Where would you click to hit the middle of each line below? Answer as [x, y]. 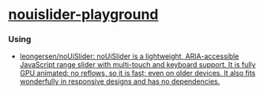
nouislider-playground [83, 15]
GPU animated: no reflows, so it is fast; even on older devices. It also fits [138, 73]
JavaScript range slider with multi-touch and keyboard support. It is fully [138, 65]
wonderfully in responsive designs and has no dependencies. [120, 81]
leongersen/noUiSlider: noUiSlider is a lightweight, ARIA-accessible [129, 56]
